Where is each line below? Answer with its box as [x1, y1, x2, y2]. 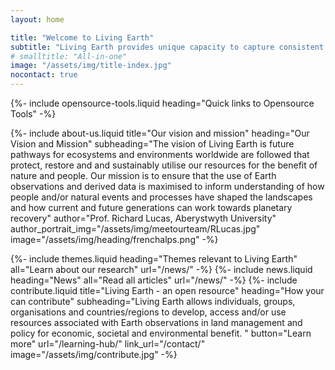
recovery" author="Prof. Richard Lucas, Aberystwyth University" [10, 212, 277, 224]
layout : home [10, 14, 65, 25]
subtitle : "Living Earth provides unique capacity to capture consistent [10, 42, 325, 52]
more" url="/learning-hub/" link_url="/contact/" [10, 338, 206, 350]
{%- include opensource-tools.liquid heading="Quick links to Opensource [10, 97, 315, 109]
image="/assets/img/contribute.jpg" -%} [10, 349, 178, 360]
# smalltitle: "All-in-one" [10, 51, 128, 61]
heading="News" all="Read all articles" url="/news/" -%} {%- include [10, 274, 298, 286]
